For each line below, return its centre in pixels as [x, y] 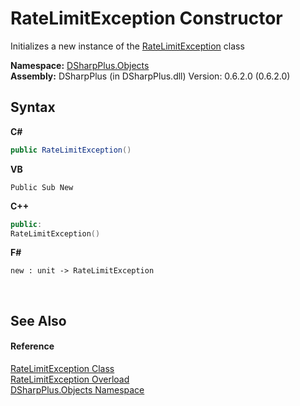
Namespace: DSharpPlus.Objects [80, 65]
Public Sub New [42, 187]
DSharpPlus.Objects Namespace [77, 389]
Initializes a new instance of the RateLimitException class [127, 46]
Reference [32, 346]
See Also [38, 320]
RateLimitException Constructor [146, 18]
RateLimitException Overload [70, 379]
